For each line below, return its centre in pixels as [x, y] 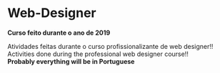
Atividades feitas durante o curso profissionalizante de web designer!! [110, 46]
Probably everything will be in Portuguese [71, 61]
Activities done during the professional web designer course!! [98, 54]
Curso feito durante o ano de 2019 [59, 33]
